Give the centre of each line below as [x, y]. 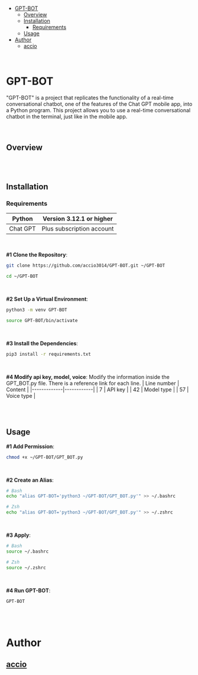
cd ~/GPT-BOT [22, 277]
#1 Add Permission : [30, 446]
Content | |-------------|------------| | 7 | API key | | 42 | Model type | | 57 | [98, 390]
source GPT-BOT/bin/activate [42, 321]
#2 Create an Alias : [30, 480]
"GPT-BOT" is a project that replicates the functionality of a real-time [90, 98]
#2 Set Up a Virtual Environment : [47, 299]
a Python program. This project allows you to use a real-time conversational [98, 110]
